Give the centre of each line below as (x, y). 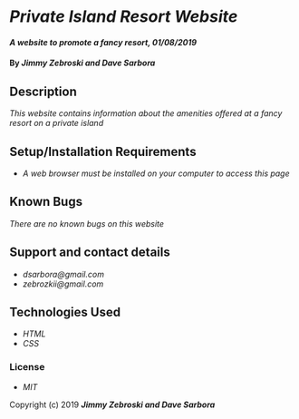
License (27, 367)
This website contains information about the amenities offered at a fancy (146, 113)
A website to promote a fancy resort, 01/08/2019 (103, 42)
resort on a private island (57, 123)
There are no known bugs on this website (87, 223)
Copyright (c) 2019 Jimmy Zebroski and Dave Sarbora (112, 404)
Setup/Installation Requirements (103, 151)
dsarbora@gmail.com (63, 274)
